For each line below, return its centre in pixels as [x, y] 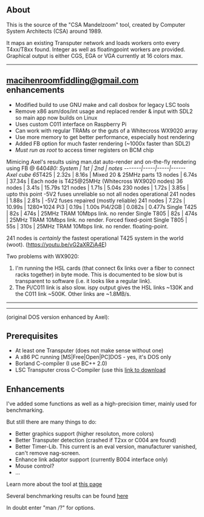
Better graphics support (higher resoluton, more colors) [84, 434]
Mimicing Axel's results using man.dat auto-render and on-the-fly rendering [101, 162]
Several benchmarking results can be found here [67, 496]
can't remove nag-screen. [48, 453]
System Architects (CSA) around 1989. [54, 31]
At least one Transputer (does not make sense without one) [89, 351]
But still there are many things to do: [52, 422]
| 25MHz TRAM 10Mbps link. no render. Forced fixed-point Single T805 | [97, 220]
